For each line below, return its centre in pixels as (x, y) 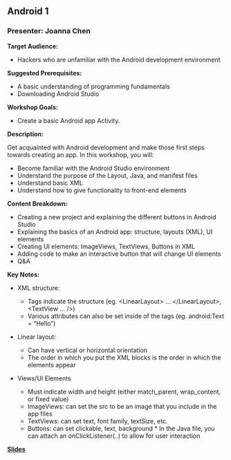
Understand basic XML (50, 183)
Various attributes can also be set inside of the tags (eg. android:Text (126, 316)
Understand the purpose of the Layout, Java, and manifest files (107, 175)
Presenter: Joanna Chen (49, 31)
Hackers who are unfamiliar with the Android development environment (119, 59)
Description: (25, 134)
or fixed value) (48, 399)
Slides (16, 449)
